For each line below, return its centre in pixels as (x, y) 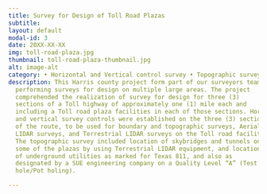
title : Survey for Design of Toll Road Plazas (87, 16)
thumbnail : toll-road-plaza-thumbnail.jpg (79, 60)
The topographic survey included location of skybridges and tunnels (133, 141)
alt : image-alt (33, 68)
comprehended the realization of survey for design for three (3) (128, 97)
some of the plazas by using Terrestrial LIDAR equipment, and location (138, 149)
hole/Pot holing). (46, 171)
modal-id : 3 (28, 38)
